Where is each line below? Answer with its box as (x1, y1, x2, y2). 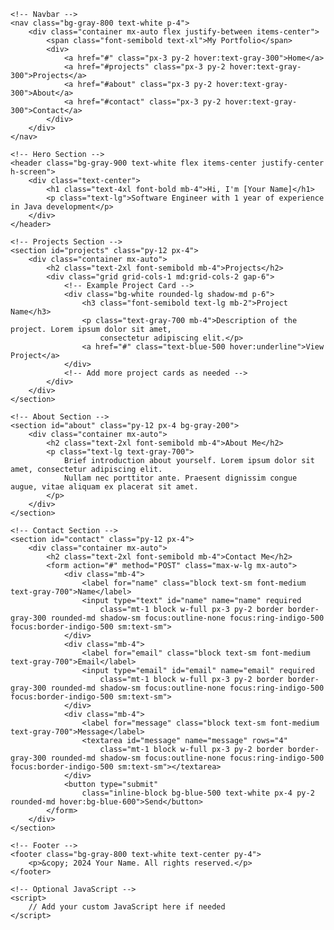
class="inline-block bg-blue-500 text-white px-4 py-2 (81, 788, 315, 798)
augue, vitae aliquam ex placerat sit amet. (10, 482, 199, 492)
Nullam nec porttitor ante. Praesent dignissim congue (63, 473, 298, 483)
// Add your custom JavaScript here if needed (28, 902, 226, 912)
